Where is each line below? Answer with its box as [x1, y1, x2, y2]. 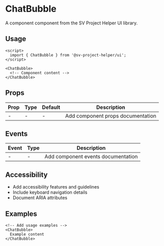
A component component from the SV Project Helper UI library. [5, 20, 138, 26]
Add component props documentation [65, 112, 156, 119]
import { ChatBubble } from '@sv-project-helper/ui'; [10, 52, 126, 57]
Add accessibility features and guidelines [12, 184, 99, 190]
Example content [10, 232, 44, 237]
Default [42, 104, 61, 111]
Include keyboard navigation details [12, 189, 88, 196]
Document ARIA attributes [12, 195, 68, 201]
